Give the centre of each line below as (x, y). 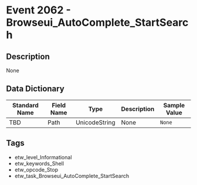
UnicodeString (95, 122)
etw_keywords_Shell (39, 163)
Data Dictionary (35, 89)
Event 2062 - (39, 10)
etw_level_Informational (43, 157)
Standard (26, 105)
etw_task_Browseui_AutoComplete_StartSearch (72, 176)
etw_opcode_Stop (36, 169)
